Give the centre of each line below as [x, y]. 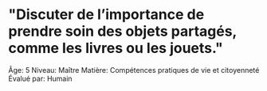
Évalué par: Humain [41, 78]
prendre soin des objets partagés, [123, 31]
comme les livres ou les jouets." [116, 48]
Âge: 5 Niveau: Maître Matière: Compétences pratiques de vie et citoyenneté [134, 70]
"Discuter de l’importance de [106, 15]
